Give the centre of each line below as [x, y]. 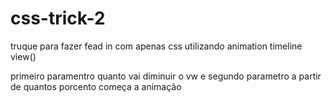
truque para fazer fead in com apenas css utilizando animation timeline [156, 46]
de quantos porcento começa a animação [96, 86]
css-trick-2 [58, 18]
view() [23, 56]
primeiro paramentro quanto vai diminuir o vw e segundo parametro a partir [166, 76]
